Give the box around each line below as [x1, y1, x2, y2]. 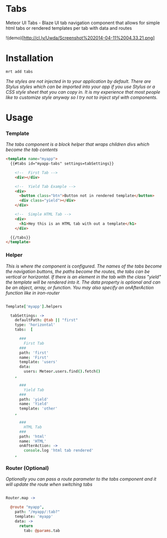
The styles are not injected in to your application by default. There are [6, 78, 151, 84]
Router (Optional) [6, 464, 49, 472]
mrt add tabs [6, 69, 33, 74]
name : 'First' [19, 355, 49, 360]
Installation [6, 52, 54, 64]
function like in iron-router [6, 290, 60, 296]
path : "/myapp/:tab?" [15, 509, 60, 514]
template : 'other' [19, 406, 58, 411]
